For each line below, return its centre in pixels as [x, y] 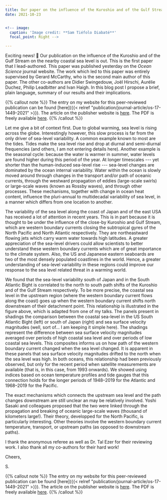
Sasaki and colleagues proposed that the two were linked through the [76, 406]
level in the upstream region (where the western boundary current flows [79, 296]
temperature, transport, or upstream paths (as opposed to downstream [78, 427]
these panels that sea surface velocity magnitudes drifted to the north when [83, 354]
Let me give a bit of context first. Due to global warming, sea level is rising [81, 128]
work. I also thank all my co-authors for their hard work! [62, 447]
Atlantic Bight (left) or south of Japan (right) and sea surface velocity [76, 322]
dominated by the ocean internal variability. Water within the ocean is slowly [83, 170]
